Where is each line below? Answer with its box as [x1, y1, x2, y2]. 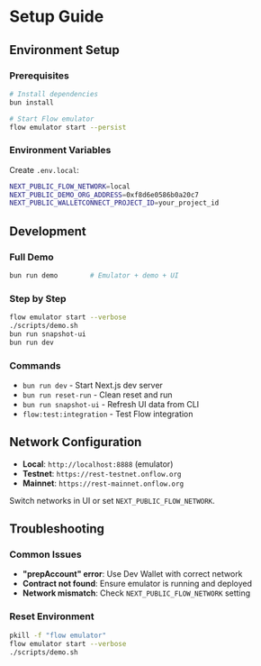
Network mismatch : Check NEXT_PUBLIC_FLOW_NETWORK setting [22, 588, 251, 598]
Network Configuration [9, 434, 142, 450]
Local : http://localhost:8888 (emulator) [22, 458, 174, 470]
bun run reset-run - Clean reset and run [22, 389, 173, 400]
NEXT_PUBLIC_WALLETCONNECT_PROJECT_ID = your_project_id [9, 198, 220, 208]
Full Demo [9, 251, 54, 263]
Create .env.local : [9, 164, 79, 175]
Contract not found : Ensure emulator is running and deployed [22, 579, 253, 589]
